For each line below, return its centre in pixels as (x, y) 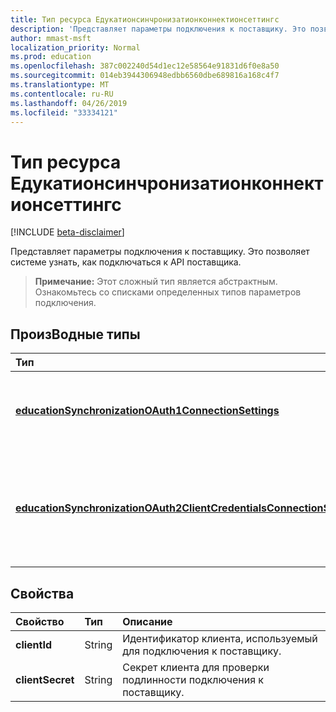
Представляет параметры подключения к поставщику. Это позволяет (160, 252)
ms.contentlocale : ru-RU (62, 94)
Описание (147, 621)
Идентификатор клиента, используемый (220, 638)
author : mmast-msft (51, 38)
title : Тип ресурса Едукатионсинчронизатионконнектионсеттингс (145, 19)
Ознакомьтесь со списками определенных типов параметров (168, 292)
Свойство (40, 621)
